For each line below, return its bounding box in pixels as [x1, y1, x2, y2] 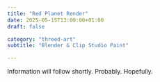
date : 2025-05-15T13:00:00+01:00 [7, 17, 104, 24]
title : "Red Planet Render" [7, 10, 89, 17]
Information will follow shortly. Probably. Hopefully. [7, 67, 153, 76]
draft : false [7, 23, 45, 30]
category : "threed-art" [7, 35, 77, 42]
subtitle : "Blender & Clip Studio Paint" [7, 42, 129, 49]
